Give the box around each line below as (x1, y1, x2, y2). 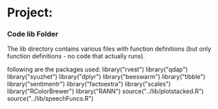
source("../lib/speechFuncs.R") (7, 95, 94, 103)
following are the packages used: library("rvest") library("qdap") (7, 65, 188, 73)
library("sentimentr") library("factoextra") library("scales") (7, 80, 171, 88)
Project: (7, 5, 53, 21)
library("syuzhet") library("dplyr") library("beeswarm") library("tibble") (7, 73, 206, 81)
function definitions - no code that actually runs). (7, 52, 146, 60)
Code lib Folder (7, 29, 59, 39)
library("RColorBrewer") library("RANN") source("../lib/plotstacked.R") (7, 87, 204, 95)
